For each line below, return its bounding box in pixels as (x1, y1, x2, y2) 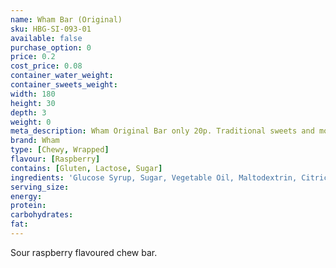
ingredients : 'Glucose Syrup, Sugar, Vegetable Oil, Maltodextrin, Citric (10, 172, 329, 183)
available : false (10, 33, 83, 43)
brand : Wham (10, 136, 60, 146)
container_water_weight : (10, 71, 114, 81)
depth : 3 (10, 107, 47, 118)
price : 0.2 (10, 52, 56, 62)
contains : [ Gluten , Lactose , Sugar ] (10, 163, 163, 173)
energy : (10, 191, 43, 201)
